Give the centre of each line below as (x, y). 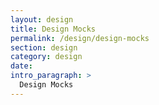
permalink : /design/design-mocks (80, 38)
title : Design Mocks (53, 29)
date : (21, 66)
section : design (44, 47)
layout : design (42, 19)
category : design (46, 57)
